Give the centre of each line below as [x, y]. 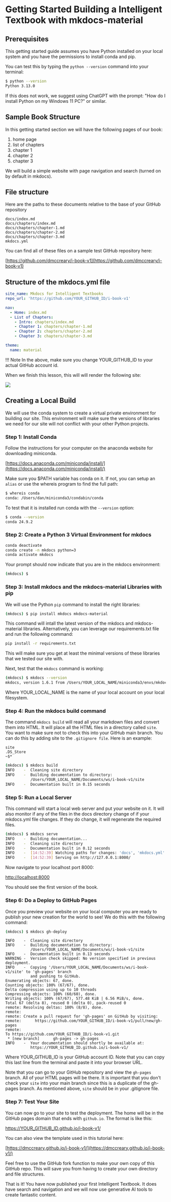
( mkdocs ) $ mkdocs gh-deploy [36, 932]
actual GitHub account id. [32, 365]
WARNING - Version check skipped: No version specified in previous [81, 959]
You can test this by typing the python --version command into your [77, 66]
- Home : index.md [28, 312]
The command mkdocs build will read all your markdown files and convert [82, 722]
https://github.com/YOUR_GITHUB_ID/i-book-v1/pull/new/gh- [99, 1021]
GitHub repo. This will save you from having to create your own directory [81, 1168]
